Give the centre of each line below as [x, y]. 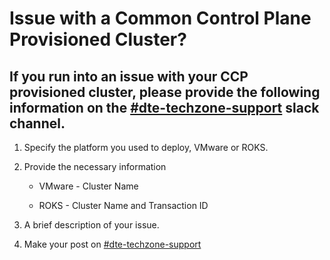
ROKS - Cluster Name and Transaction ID [123, 205]
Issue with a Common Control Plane [160, 18]
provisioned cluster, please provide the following [165, 92]
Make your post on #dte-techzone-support [112, 244]
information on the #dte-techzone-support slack [164, 107]
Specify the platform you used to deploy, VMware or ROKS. [146, 147]
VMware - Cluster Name [88, 186]
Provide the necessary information [95, 166]
